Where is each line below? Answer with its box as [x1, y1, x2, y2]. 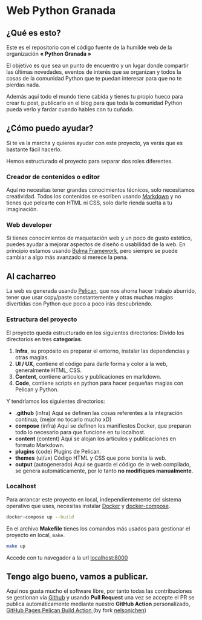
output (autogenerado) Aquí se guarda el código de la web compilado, [15, 460, 191, 468]
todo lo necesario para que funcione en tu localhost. [15, 428, 146, 436]
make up [6, 543, 26, 549]
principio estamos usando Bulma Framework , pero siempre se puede [6, 247, 178, 255]
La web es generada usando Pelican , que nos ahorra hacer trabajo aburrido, [6, 287, 197, 295]
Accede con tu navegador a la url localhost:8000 [6, 554, 128, 561]
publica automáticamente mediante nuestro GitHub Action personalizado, [6, 600, 191, 608]
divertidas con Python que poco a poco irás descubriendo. [6, 300, 153, 307]
